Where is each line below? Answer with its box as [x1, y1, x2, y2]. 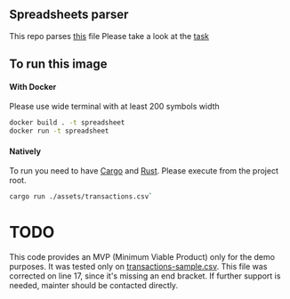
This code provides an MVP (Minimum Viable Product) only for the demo [9, 252, 276, 263]
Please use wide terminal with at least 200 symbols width [9, 101, 220, 112]
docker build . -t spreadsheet [9, 118, 125, 127]
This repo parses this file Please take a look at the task [9, 30, 209, 41]
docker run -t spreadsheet [9, 126, 109, 136]
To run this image [9, 57, 108, 72]
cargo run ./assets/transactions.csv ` [9, 192, 153, 201]
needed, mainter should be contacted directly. [9, 280, 179, 291]
